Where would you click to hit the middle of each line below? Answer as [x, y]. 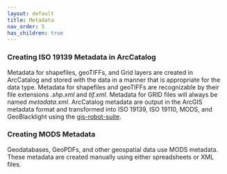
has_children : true [35, 33]
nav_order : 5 [26, 26]
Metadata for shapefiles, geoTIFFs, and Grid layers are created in [100, 72]
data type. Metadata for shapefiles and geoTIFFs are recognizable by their [113, 87]
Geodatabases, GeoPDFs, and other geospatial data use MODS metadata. [113, 149]
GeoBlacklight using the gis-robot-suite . [64, 116]
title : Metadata [31, 20]
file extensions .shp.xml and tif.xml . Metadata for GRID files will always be [112, 94]
